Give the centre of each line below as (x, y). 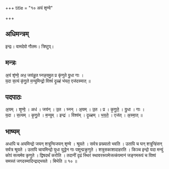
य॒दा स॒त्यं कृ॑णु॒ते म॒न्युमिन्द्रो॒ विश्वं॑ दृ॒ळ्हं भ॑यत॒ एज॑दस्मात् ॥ (48, 81)
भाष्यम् (12, 131)
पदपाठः (13, 97)
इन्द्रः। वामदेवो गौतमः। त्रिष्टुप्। (30, 46)
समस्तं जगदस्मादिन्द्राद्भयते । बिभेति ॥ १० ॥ (41, 161)
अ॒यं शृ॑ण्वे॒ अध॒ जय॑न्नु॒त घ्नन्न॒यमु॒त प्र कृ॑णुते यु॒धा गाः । (45, 75)
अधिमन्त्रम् (17, 34)
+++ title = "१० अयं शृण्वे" (29, 8)
